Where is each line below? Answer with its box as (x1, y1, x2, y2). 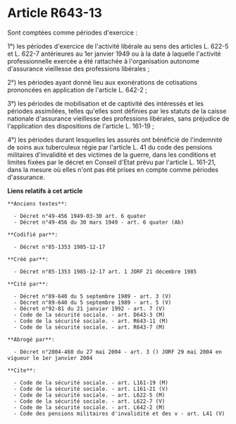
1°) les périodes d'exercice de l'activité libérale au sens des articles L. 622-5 (7, 42, 229, 50)
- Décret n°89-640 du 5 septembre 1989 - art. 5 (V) (13, 298, 172, 306)
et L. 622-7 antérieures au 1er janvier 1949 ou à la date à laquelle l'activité (7, 49, 221, 58)
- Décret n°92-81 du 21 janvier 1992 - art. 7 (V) (13, 305, 166, 312)
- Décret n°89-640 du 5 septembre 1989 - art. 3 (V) (13, 293, 172, 300)
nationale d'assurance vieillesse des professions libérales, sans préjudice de (7, 114, 230, 123)
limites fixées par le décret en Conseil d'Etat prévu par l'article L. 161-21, (7, 157, 216, 166)
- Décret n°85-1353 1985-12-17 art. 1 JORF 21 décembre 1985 (13, 268, 197, 275)
